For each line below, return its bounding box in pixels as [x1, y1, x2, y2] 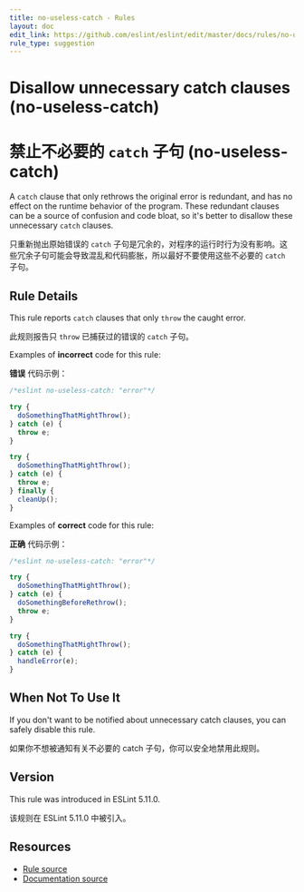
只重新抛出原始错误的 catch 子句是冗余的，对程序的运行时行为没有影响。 [9, 239, 280, 250]
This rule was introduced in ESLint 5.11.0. [9, 793, 161, 804]
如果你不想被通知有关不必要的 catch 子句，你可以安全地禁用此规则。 [9, 742, 265, 753]
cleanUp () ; [17, 495, 59, 504]
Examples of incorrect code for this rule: [9, 349, 161, 360]
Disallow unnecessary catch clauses [9, 78, 291, 98]
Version [9, 769, 54, 785]
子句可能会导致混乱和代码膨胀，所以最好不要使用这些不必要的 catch [33, 250, 286, 261]
